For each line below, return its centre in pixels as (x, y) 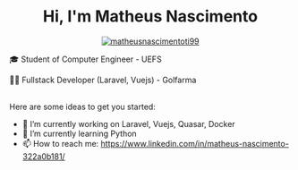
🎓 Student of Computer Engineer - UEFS (86, 59)
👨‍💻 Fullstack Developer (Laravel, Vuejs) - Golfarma (103, 80)
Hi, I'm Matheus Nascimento (150, 17)
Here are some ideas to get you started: (83, 106)
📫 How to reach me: (60, 143)
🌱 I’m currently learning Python (79, 133)
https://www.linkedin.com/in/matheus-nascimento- (195, 143)
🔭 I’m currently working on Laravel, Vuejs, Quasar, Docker (128, 123)
